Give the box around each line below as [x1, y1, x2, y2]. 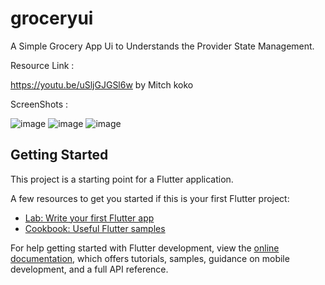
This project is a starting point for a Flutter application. [10, 173, 234, 185]
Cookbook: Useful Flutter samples [24, 222, 166, 234]
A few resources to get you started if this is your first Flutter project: [10, 192, 290, 204]
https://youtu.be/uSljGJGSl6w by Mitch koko [10, 78, 194, 91]
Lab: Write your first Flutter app [24, 212, 155, 224]
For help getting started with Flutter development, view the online [10, 242, 280, 254]
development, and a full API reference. [10, 263, 169, 275]
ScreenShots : [10, 98, 69, 110]
